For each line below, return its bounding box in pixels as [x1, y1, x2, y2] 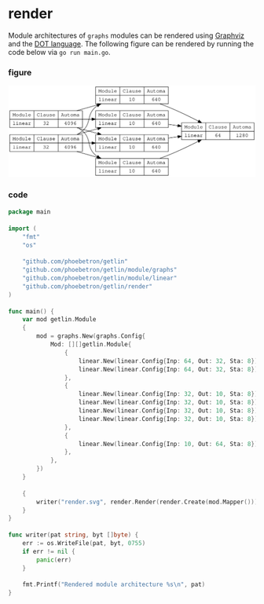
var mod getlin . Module [22, 316, 97, 324]
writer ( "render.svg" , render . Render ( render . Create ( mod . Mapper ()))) [36, 498, 262, 506]
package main [8, 208, 51, 216]
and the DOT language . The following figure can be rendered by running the [8, 38, 254, 48]
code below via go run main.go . [8, 47, 112, 57]
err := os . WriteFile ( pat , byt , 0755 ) [22, 540, 146, 547]
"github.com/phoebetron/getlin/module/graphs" [22, 266, 178, 274]
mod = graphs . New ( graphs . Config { [36, 332, 146, 340]
